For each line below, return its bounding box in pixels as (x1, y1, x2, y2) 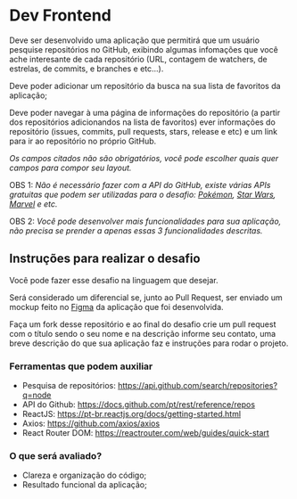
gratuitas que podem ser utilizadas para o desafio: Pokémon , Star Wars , (9, 189, 276, 200)
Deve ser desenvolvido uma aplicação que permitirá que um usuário (9, 35, 260, 45)
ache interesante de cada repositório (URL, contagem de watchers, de (9, 53, 268, 64)
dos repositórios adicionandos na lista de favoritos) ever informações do (9, 117, 276, 127)
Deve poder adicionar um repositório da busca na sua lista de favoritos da (9, 80, 281, 91)
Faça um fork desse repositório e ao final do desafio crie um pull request (9, 318, 276, 330)
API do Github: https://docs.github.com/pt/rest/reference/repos (21, 399, 256, 410)
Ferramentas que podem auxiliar (9, 360, 153, 372)
